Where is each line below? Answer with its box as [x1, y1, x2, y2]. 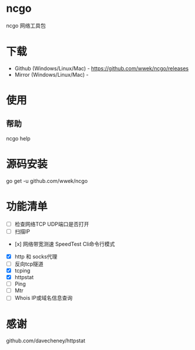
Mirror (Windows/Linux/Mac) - [14, 71, 89, 78]
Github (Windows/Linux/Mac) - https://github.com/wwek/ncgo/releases [14, 64, 189, 72]
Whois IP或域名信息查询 [14, 295, 72, 302]
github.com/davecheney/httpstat [6, 337, 85, 344]
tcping [14, 267, 31, 274]
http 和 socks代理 [14, 253, 58, 260]
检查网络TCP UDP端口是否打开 [14, 220, 90, 227]
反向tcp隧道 [14, 260, 44, 267]
